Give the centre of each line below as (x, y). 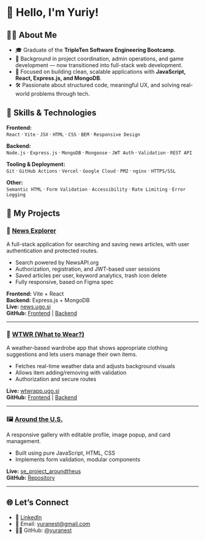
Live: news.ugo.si (28, 307)
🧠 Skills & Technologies (51, 113)
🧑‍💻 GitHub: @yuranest (43, 530)
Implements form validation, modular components (77, 460)
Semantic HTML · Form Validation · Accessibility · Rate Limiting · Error (96, 189)
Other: (15, 182)
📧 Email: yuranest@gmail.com (52, 524)
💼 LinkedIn (28, 517)
